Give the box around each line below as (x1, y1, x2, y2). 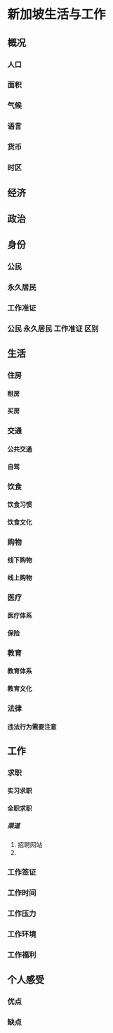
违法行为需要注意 (7, 722, 57, 731)
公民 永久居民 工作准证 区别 (7, 323, 99, 333)
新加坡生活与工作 (7, 6, 107, 23)
